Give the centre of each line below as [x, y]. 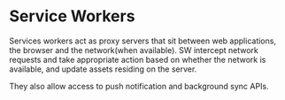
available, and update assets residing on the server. [103, 69]
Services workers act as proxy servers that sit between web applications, [143, 41]
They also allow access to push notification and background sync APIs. [139, 86]
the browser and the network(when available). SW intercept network [134, 50]
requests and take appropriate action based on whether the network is [138, 59]
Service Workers [72, 16]
